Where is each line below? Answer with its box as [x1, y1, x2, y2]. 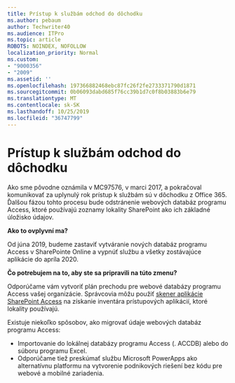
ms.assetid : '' [7, 75, 52, 83]
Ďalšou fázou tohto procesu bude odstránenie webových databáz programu [7, 198, 227, 206]
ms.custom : [7, 56, 39, 63]
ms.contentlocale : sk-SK [7, 102, 80, 109]
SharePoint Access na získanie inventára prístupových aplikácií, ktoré [7, 297, 208, 305]
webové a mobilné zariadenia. [17, 369, 105, 377]
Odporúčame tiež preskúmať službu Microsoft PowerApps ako [17, 354, 198, 362]
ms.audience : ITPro [7, 29, 65, 37]
